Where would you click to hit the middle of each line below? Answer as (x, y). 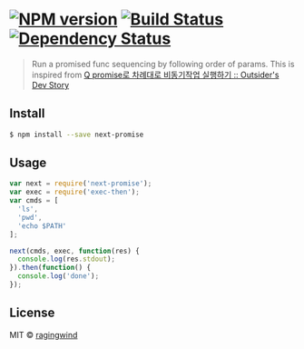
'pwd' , (30, 217)
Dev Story (50, 85)
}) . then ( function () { (50, 268)
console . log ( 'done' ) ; (59, 276)
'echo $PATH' (42, 226)
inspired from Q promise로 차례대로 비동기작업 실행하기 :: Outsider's (155, 75)
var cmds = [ (34, 201)
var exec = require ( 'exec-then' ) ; (75, 192)
